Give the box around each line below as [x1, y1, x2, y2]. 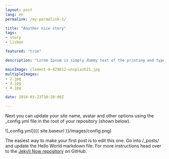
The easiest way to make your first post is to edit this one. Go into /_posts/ [5, 137, 159, 143]
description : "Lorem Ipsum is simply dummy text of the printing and [5, 58, 154, 63]
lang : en [5, 12, 24, 17]
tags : [5, 31, 17, 36]
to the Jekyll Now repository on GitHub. [5, 148, 87, 154]
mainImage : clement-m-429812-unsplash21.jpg [5, 67, 100, 72]
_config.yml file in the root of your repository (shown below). [5, 118, 131, 124]
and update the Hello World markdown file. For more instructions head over [5, 142, 161, 148]
